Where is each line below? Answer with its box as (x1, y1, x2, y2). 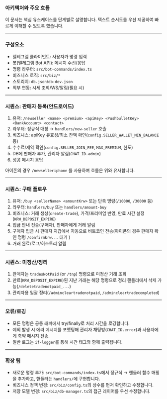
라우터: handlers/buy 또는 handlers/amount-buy (12, 204, 107, 210)
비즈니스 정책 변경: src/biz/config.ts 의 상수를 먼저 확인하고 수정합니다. (12, 382, 154, 388)
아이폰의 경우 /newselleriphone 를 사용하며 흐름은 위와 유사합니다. (5, 167, 135, 173)
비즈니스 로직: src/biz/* (12, 72, 61, 78)
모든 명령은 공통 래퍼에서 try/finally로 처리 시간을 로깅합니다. (12, 320, 130, 326)
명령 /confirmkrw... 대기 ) (17, 234, 71, 240)
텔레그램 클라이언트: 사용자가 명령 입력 (12, 53, 87, 59)
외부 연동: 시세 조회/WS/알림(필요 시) (12, 85, 84, 91)
